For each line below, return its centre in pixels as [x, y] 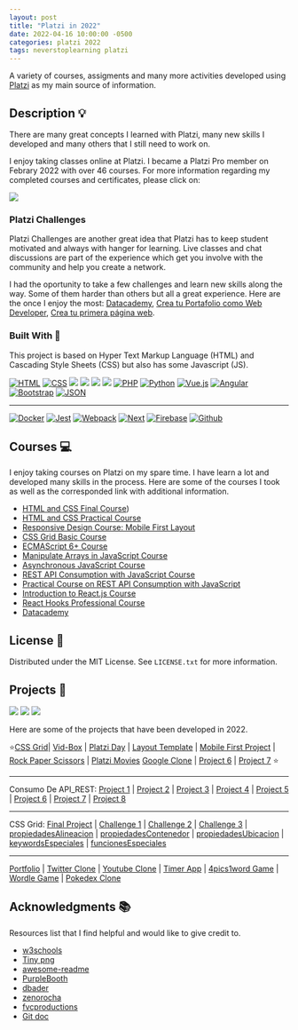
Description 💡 [48, 113]
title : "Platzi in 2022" [55, 26]
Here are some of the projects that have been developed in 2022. [129, 729]
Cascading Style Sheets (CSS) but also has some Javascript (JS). [129, 364]
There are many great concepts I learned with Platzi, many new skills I [137, 134]
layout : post [33, 17]
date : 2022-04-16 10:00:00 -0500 [71, 34]
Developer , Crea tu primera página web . [82, 313]
